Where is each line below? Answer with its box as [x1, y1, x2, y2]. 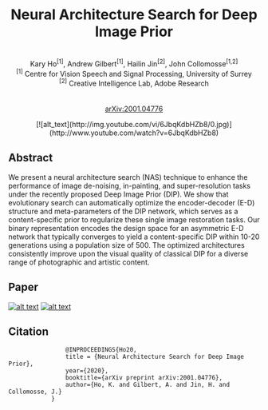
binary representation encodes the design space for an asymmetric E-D [8, 223, 245, 233]
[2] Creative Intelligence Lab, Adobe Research [58, 78, 210, 88]
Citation [8, 324, 49, 338]
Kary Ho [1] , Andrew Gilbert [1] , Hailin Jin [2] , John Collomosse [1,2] [30, 58, 238, 69]
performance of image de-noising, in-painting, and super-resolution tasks [8, 181, 251, 190]
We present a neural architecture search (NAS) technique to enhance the [8, 172, 248, 181]
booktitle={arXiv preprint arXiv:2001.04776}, [65, 374, 223, 382]
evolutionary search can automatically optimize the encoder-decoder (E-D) [8, 197, 255, 207]
